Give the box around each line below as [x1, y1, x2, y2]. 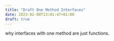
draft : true [5, 16, 30, 21]
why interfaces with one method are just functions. [5, 30, 110, 36]
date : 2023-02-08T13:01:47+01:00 [5, 12, 75, 17]
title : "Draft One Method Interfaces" [5, 7, 86, 12]
